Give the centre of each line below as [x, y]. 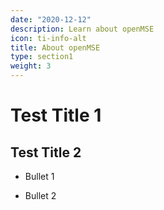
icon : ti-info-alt [48, 38]
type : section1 [42, 57]
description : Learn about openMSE [82, 29]
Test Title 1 [56, 115]
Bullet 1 [39, 176]
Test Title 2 [46, 152]
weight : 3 [31, 66]
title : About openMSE [55, 47]
